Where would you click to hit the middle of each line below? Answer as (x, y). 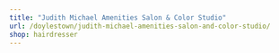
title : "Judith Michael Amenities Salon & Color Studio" (118, 18)
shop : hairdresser (44, 34)
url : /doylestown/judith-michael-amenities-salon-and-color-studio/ (140, 26)
